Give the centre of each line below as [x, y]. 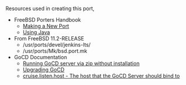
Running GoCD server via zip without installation [81, 63]
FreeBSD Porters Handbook [48, 20]
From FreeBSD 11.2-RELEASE [49, 38]
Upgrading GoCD [44, 69]
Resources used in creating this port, [50, 8]
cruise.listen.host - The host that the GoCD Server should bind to [101, 76]
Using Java [36, 32]
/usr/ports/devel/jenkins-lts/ [57, 45]
